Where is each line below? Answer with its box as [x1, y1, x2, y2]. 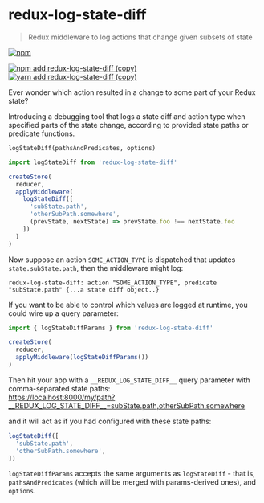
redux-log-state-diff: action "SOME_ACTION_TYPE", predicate [8, 279, 217, 287]
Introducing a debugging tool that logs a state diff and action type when [8, 111, 246, 121]
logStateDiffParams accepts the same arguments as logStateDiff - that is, [8, 468, 255, 479]
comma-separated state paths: [8, 383, 111, 393]
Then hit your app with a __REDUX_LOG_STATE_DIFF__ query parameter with [8, 375, 250, 385]
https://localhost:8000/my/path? [8, 392, 116, 402]
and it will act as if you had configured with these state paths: [8, 416, 212, 426]
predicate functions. [8, 129, 75, 138]
